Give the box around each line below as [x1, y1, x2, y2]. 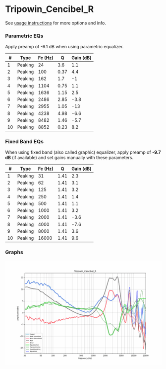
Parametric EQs [5, 32, 44, 39]
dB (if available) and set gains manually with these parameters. [5, 155, 134, 161]
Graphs [5, 249, 23, 256]
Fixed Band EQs [5, 138, 44, 145]
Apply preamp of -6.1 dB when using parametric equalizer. [5, 44, 124, 50]
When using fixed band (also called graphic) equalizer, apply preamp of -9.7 [5, 149, 161, 155]
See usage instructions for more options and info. [5, 20, 107, 26]
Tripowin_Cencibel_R [5, 3, 94, 15]
